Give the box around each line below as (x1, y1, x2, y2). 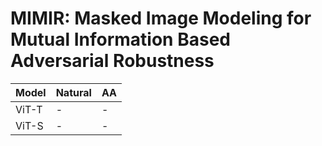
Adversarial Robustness (10, 50, 215, 72)
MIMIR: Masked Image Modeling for (10, 7, 312, 30)
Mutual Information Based (10, 28, 231, 51)
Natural (55, 85, 92, 99)
